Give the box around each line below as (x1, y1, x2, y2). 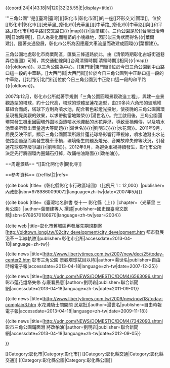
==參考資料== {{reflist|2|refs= (5, 172, 68, 178)
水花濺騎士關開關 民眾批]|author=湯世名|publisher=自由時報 (37, 302, 162, 307)
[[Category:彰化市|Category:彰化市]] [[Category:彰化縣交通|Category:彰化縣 (5, 351, 164, 357)
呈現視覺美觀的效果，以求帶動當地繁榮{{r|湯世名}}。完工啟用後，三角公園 (5, 113, 158, 118)
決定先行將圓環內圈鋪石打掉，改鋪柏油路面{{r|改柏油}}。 (5, 150, 123, 156)
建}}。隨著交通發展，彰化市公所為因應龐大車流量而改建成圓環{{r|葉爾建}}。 (5, 40, 162, 46)
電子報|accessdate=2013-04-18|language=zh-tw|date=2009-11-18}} (5, 308, 148, 314)
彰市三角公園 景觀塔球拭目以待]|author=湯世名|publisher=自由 (31, 257, 161, 262)
